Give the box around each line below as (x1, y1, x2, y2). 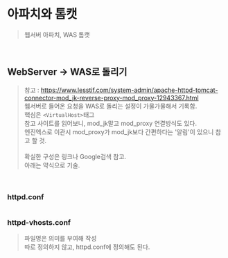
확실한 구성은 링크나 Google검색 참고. (24, 152, 127, 160)
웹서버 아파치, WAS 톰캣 (24, 30, 90, 39)
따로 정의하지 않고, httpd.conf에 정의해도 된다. (24, 243, 150, 251)
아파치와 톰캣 (7, 6, 78, 22)
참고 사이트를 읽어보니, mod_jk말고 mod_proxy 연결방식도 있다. (24, 119, 198, 127)
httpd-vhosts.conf (7, 217, 71, 227)
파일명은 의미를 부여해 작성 (24, 234, 97, 243)
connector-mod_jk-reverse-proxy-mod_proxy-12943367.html (24, 93, 199, 102)
